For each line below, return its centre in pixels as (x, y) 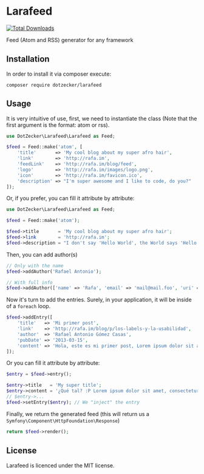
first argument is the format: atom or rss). (58, 125)
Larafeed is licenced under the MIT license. (60, 465)
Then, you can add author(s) (42, 254)
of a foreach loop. (29, 306)
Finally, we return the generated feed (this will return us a (78, 414)
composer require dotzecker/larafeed (54, 85)
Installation (28, 59)
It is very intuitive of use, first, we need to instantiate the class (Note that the (102, 118)
